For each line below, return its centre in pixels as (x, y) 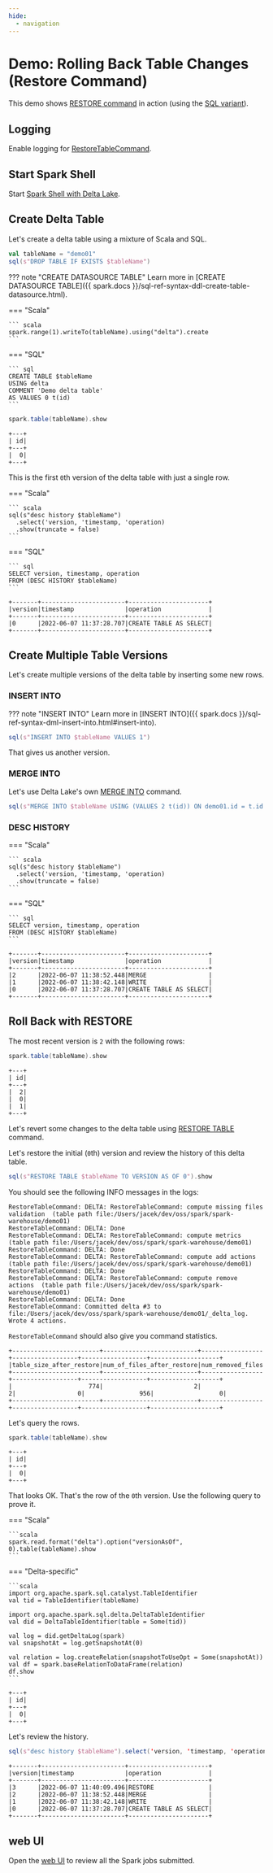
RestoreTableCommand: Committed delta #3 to (85, 1306)
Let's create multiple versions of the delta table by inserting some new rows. (136, 675)
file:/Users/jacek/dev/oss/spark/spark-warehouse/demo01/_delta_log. (129, 1313)
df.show (22, 1672)
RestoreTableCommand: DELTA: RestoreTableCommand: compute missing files (136, 1207)
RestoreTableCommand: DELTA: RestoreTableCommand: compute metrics (125, 1235)
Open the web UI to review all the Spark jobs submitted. (102, 1861)
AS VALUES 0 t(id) (39, 398)
